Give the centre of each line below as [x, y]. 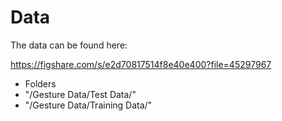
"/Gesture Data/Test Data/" [80, 94]
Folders [40, 83]
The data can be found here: [69, 45]
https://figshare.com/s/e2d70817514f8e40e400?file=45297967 [141, 64]
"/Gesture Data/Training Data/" [88, 105]
